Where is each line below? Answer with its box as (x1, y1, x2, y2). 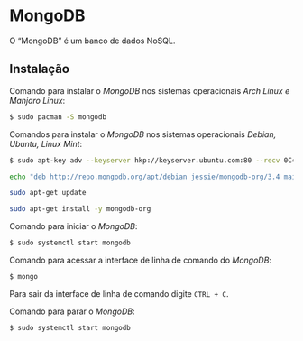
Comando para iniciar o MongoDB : (9, 221, 138, 232)
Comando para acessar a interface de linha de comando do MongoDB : (9, 254, 272, 265)
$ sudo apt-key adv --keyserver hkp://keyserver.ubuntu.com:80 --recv (9, 155, 280, 165)
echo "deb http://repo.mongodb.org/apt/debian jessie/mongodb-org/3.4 (9, 172, 280, 181)
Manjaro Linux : (9, 95, 66, 106)
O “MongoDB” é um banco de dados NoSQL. (9, 35, 176, 46)
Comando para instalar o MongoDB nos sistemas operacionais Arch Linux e (9, 85, 290, 96)
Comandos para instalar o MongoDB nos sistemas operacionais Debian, (9, 128, 277, 140)
